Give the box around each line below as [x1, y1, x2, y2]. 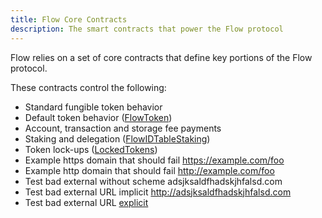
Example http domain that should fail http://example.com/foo [24, 164, 275, 176]
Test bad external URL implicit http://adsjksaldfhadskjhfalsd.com [24, 186, 292, 198]
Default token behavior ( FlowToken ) [24, 111, 173, 123]
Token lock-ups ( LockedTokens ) [24, 143, 158, 155]
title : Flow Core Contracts [10, 14, 128, 25]
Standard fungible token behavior [24, 101, 163, 113]
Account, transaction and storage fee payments [24, 122, 222, 134]
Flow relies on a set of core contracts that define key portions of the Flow [10, 51, 313, 63]
